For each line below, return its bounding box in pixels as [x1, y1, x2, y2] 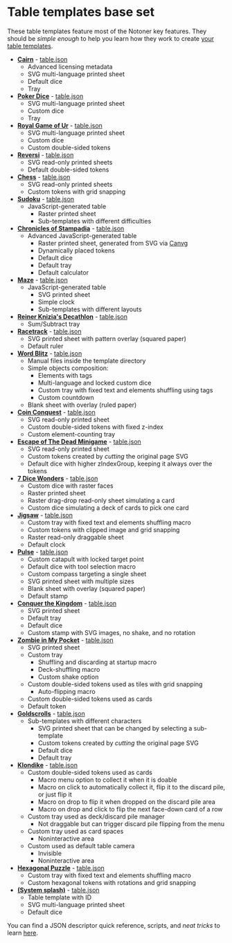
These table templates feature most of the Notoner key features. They [7, 27, 207, 35]
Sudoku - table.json [17, 194, 75, 203]
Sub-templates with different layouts [37, 305, 142, 313]
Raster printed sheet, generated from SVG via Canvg [37, 239, 188, 247]
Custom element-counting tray [27, 430, 116, 438]
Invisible [37, 849, 62, 857]
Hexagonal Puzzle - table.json [17, 863, 105, 872]
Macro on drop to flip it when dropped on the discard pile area [37, 797, 216, 806]
